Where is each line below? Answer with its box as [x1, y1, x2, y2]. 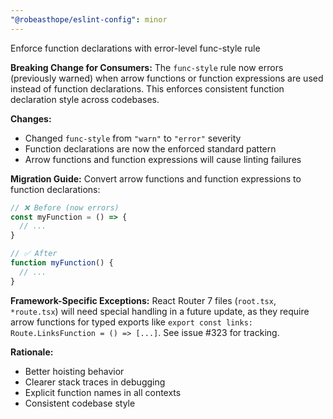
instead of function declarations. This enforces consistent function [10, 82, 285, 95]
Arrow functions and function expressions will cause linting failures [24, 153, 302, 165]
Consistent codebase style [24, 397, 136, 409]
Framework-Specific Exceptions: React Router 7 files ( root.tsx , [10, 294, 277, 306]
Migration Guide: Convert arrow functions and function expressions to [10, 172, 302, 185]
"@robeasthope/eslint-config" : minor [10, 14, 168, 25]
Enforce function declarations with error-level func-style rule [10, 42, 261, 54]
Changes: [10, 112, 52, 125]
